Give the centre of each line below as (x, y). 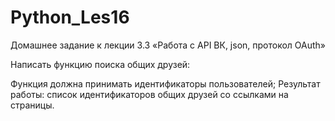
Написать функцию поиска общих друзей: (100, 64)
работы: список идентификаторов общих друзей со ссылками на (149, 94)
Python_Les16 (70, 17)
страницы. (32, 105)
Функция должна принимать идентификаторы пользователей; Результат (165, 83)
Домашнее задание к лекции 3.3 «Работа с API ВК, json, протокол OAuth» (168, 45)
